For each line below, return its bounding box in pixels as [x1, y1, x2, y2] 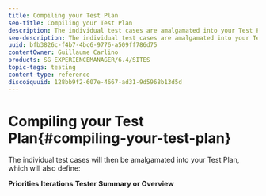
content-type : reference [8, 71, 90, 79]
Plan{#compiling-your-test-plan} [8, 129, 232, 147]
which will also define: [8, 163, 81, 173]
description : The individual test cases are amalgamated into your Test [8, 26, 253, 34]
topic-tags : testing [8, 63, 77, 71]
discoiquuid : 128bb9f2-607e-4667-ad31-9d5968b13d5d [8, 78, 182, 86]
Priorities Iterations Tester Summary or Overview [8, 179, 174, 189]
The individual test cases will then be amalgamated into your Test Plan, [8, 156, 240, 165]
